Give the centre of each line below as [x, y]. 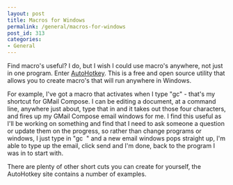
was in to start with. [35, 153]
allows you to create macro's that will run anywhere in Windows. [99, 80]
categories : [24, 40]
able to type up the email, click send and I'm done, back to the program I [111, 146]
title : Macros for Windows [46, 20]
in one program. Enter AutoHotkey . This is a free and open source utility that [116, 73]
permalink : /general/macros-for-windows [67, 26]
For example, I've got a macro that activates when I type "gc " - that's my [111, 94]
